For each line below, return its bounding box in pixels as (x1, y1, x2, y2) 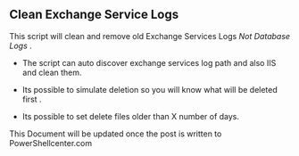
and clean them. (21, 67, 82, 78)
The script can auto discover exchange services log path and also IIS (21, 57, 277, 68)
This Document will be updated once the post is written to (9, 128, 222, 139)
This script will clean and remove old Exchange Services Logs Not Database (9, 30, 291, 41)
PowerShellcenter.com (9, 137, 92, 148)
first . (21, 94, 42, 104)
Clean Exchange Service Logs (9, 7, 179, 22)
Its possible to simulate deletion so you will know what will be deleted (21, 84, 278, 94)
